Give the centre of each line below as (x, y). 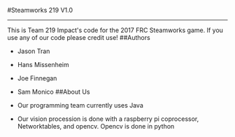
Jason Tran (34, 51)
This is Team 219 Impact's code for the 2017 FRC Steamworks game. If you (115, 30)
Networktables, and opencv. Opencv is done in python (96, 126)
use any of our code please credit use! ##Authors (79, 37)
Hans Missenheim (43, 65)
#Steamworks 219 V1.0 (40, 10)
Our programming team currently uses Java (80, 105)
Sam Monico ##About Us (54, 92)
